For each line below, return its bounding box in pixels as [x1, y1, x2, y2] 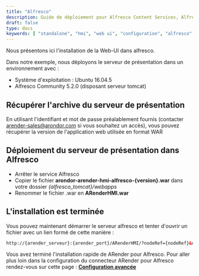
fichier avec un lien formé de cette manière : [6, 229, 114, 236]
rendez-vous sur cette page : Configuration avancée [6, 264, 136, 271]
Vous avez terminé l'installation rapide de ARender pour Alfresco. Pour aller [6, 250, 191, 258]
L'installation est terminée [6, 207, 105, 217]
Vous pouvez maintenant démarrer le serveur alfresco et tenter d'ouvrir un [6, 222, 188, 229]
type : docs [6, 25, 33, 31]
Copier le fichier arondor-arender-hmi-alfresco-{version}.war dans [14, 176, 184, 184]
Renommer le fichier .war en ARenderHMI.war [14, 189, 129, 196]
